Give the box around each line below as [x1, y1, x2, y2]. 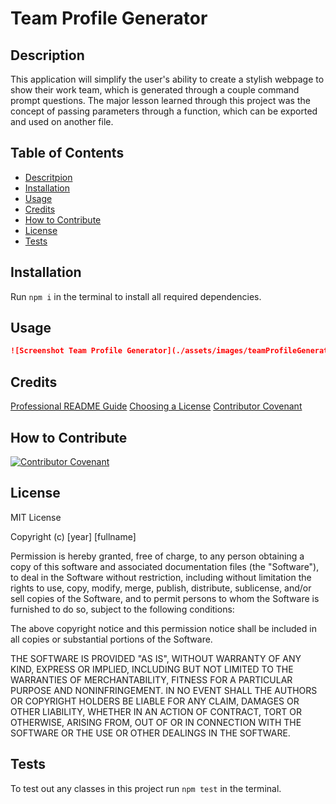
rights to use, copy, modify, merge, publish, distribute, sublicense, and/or [10, 582, 312, 594]
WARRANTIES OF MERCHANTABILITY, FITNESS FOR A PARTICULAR [10, 673, 293, 686]
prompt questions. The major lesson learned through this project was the [10, 95, 311, 106]
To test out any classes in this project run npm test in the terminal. [10, 782, 282, 794]
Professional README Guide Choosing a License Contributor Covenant [10, 400, 303, 412]
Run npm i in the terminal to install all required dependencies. [10, 290, 262, 302]
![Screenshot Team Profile [10, 346, 123, 356]
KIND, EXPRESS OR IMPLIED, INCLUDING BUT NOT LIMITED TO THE [10, 663, 294, 675]
